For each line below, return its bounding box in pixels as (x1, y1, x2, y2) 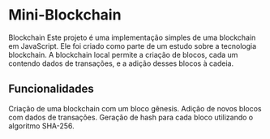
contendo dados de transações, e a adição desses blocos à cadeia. (8, 59, 234, 68)
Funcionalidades (8, 82, 95, 96)
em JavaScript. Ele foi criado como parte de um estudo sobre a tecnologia (8, 41, 257, 50)
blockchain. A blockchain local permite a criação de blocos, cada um (8, 50, 238, 59)
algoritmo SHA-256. (8, 120, 75, 131)
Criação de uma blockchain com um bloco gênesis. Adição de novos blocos (8, 103, 262, 113)
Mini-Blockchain (8, 6, 122, 24)
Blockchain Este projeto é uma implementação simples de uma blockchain (8, 33, 256, 42)
